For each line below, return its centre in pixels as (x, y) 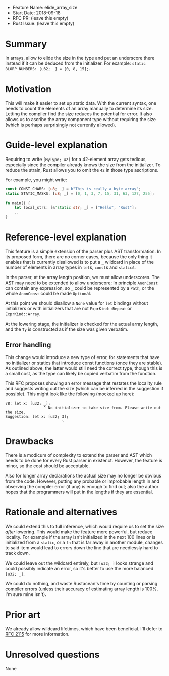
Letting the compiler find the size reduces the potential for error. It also (79, 114)
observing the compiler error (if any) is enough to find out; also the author (82, 486)
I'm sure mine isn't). (26, 594)
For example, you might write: (36, 180)
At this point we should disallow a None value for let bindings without (77, 303)
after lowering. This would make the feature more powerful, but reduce (79, 532)
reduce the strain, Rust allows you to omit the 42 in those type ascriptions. (82, 170)
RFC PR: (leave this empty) (40, 18)
